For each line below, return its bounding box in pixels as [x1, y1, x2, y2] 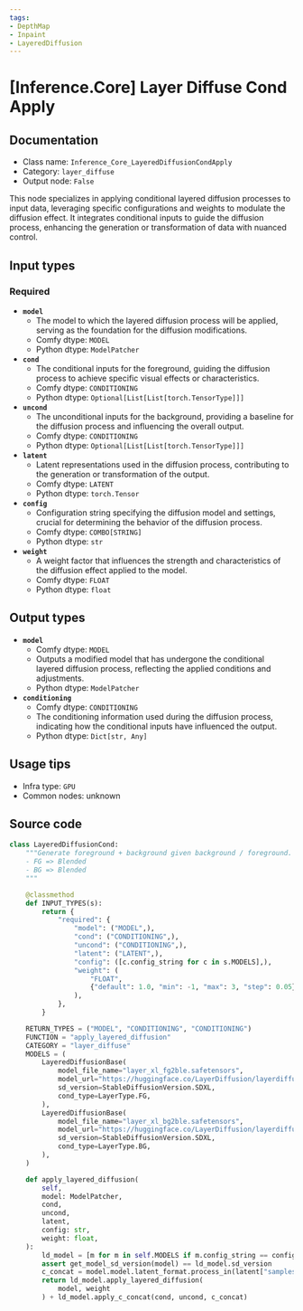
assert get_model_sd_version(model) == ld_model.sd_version [41, 1259, 272, 1269]
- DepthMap [9, 22, 50, 31]
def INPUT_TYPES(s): [25, 899, 103, 908]
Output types [9, 610, 86, 626]
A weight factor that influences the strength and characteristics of [35, 555, 281, 566]
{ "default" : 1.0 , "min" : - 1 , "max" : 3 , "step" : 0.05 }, [89, 983, 300, 992]
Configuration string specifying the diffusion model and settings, [35, 507, 277, 518]
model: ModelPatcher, [41, 1192, 124, 1201]
